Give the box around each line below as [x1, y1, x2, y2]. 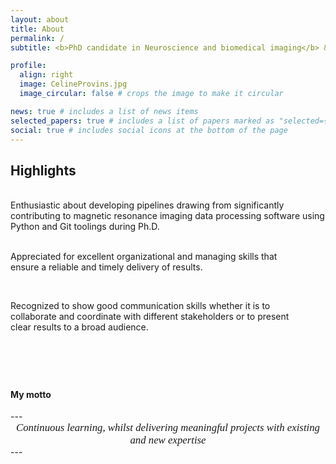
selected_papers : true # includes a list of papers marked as [10, 116, 275, 126]
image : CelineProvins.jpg [19, 79, 128, 90]
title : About [10, 24, 65, 34]
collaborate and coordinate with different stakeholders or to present [10, 311, 290, 323]
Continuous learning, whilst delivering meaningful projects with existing [15, 421, 320, 435]
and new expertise [129, 434, 207, 447]
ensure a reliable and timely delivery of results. [10, 261, 203, 273]
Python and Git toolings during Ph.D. [10, 221, 160, 233]
